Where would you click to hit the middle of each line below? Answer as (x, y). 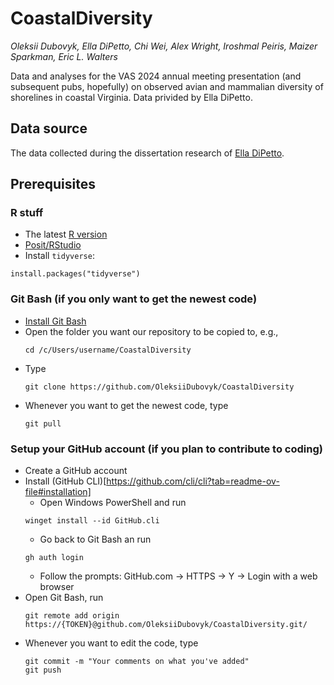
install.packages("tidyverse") (75, 274)
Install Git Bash (55, 321)
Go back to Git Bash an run (95, 539)
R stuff (27, 213)
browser (57, 587)
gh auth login (54, 558)
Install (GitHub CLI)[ (65, 481)
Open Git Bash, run (64, 598)
